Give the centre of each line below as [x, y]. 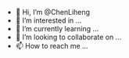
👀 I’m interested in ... [48, 20]
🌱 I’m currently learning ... [57, 29]
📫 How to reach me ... [52, 46]
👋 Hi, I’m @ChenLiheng [53, 12]
